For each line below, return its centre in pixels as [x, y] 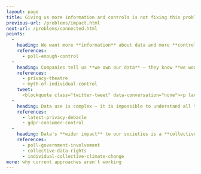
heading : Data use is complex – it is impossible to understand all [104, 106]
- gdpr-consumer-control [53, 123]
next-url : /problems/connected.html [52, 28]
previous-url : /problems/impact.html [53, 23]
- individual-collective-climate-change [73, 156]
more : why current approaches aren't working [64, 162]
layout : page [22, 12]
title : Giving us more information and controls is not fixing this [93, 17]
